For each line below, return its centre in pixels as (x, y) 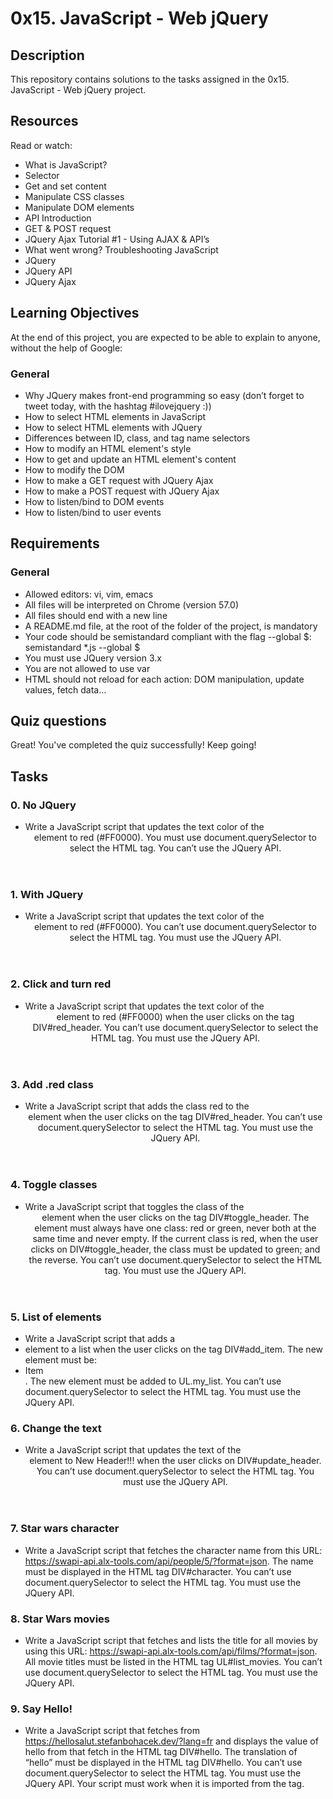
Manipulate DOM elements (79, 207)
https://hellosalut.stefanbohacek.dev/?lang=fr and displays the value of (171, 1741)
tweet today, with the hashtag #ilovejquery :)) (118, 406)
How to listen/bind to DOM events (94, 501)
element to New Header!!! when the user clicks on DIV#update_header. (175, 1461)
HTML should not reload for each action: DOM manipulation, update (164, 679)
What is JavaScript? (66, 164)
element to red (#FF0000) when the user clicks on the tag (175, 1016)
